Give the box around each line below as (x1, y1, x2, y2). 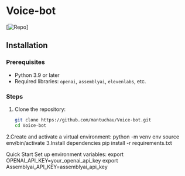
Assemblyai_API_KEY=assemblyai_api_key (6, 163, 108, 170)
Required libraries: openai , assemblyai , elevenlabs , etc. (14, 77, 146, 84)
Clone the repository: (14, 106, 66, 113)
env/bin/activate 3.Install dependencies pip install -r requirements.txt (6, 139, 172, 146)
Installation (6, 40, 48, 50)
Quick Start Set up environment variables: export (6, 151, 124, 158)
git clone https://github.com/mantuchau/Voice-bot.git (14, 117, 152, 123)
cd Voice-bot (14, 122, 47, 128)
